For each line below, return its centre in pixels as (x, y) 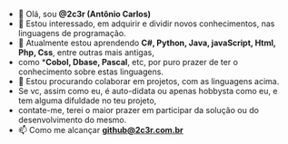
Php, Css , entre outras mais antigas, (86, 53)
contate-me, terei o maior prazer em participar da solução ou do (138, 110)
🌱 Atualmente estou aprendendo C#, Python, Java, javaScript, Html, (147, 43)
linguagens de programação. (72, 33)
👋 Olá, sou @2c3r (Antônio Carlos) (84, 14)
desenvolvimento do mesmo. (72, 120)
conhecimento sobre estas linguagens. (90, 72)
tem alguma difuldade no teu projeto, (87, 101)
